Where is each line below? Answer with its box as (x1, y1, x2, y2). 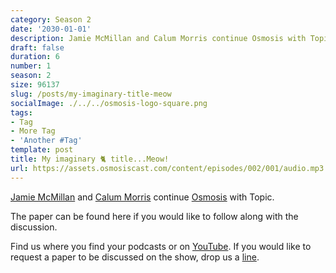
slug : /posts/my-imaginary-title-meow (10, 89, 172, 99)
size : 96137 (10, 80, 60, 90)
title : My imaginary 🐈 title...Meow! (10, 154, 170, 164)
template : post (10, 145, 74, 155)
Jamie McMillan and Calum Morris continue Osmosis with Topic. (10, 191, 275, 203)
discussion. (10, 221, 58, 233)
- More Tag (10, 126, 56, 136)
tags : (10, 107, 33, 118)
